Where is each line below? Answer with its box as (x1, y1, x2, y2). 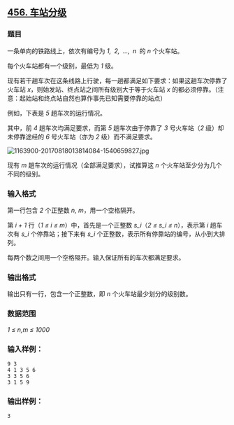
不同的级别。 (7, 169, 44, 178)
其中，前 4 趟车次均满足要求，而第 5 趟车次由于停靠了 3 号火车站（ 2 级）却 (7, 123, 225, 132)
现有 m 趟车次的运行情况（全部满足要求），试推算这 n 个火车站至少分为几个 (7, 160, 222, 169)
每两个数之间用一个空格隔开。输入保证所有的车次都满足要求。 (7, 253, 185, 261)
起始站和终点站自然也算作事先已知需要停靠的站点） (19, 94, 166, 102)
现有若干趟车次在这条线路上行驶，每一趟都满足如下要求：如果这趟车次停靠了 (7, 76, 228, 85)
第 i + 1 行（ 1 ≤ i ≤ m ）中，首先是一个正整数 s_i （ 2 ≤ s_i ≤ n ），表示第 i (7, 221, 209, 229)
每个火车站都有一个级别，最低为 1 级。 (7, 62, 117, 70)
